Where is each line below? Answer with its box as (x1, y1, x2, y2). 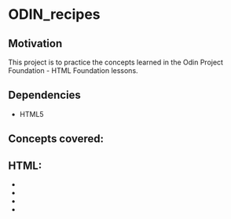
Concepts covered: (8, 132, 104, 146)
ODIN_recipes (8, 5, 101, 24)
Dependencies (8, 89, 81, 102)
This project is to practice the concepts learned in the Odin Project (8, 57, 224, 67)
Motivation (8, 37, 63, 50)
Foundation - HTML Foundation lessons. (8, 66, 139, 75)
